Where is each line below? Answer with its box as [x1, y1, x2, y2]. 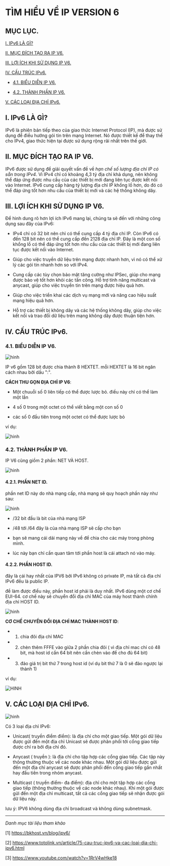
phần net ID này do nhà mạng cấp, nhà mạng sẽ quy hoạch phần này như [5, 490, 158, 496]
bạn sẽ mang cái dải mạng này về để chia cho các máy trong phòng [12, 535, 154, 541]
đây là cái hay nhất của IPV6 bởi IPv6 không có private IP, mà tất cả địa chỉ [5, 573, 161, 579]
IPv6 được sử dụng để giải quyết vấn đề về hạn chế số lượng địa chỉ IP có [5, 166, 159, 172]
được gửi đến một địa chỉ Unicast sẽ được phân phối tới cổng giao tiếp [12, 738, 159, 745]
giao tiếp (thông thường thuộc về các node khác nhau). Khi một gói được [12, 785, 164, 791]
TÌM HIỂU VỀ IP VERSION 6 [5, 7, 119, 18]
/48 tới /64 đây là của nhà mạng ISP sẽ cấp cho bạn [12, 525, 121, 531]
